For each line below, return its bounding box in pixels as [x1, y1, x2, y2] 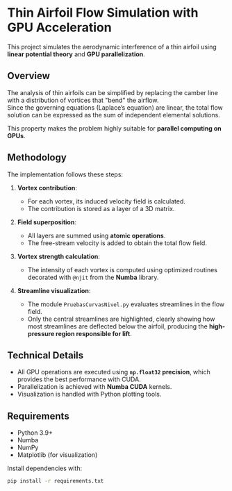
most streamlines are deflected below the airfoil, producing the [27, 322, 208, 331]
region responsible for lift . [55, 329, 132, 338]
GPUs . [7, 131, 26, 140]
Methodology [7, 151, 67, 164]
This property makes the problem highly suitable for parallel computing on [7, 124, 222, 133]
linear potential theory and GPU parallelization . [7, 50, 146, 58]
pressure [27, 329, 55, 338]
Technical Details [7, 349, 84, 361]
